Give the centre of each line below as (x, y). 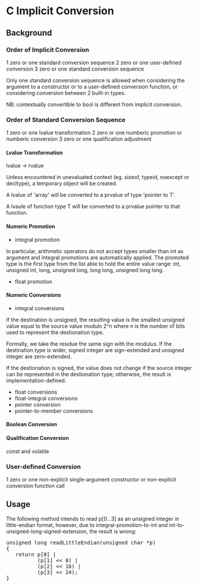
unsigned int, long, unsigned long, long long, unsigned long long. (85, 270)
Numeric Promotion (31, 226)
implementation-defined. (36, 380)
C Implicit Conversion (60, 11)
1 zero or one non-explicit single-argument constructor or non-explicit (91, 479)
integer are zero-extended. (39, 356)
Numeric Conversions (33, 295)
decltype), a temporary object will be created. (62, 184)
